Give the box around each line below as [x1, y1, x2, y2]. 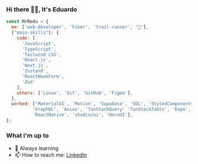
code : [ [16, 35, 35, 41]
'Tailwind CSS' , [21, 51, 62, 58]
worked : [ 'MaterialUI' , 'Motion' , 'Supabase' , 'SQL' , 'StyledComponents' [11, 101, 196, 107]
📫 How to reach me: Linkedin [14, 152, 87, 159]
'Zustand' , [21, 68, 49, 74]
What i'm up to [6, 131, 49, 139]
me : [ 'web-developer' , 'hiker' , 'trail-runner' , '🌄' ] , [11, 24, 149, 30]
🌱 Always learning [14, 145, 59, 152]
